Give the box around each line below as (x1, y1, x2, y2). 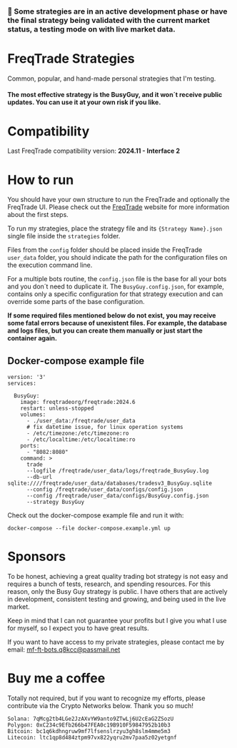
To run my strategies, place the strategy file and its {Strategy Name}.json (7, 224, 223, 233)
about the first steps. (7, 211, 69, 219)
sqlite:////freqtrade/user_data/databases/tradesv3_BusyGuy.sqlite (7, 480, 213, 487)
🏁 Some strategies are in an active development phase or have (7, 6, 228, 16)
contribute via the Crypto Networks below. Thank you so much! (7, 702, 194, 710)
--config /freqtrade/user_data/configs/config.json (26, 486, 183, 493)
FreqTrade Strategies (7, 51, 136, 67)
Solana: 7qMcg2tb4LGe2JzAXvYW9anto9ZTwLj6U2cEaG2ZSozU (7, 715, 174, 723)
